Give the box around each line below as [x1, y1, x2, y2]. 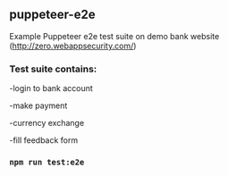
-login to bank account [9, 83, 94, 94]
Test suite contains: [9, 63, 97, 75]
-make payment [9, 100, 68, 111]
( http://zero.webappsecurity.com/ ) [9, 40, 137, 51]
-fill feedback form [9, 135, 79, 146]
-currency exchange [9, 118, 85, 129]
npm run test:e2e [9, 157, 85, 168]
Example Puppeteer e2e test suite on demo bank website [9, 30, 220, 41]
